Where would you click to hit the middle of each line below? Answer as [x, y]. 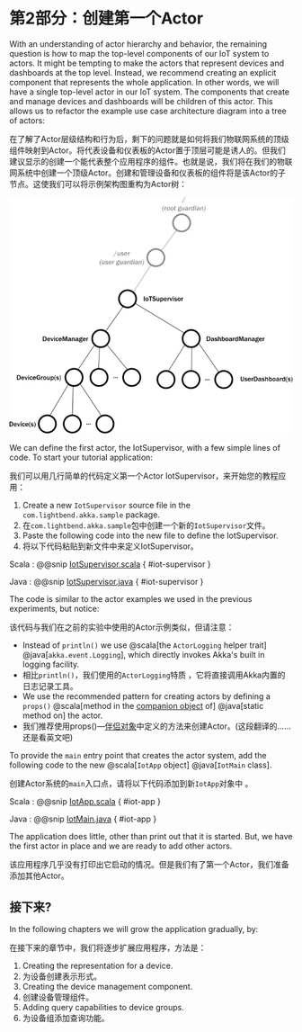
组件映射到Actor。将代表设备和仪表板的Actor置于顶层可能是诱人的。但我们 [147, 150]
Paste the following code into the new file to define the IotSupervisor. [150, 535]
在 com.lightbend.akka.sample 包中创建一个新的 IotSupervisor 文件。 [146, 525]
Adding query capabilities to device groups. [103, 1008]
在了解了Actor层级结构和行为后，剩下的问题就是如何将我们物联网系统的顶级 [149, 139]
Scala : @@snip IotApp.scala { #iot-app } [85, 802]
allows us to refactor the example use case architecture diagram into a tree [148, 111]
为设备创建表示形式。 [62, 976]
